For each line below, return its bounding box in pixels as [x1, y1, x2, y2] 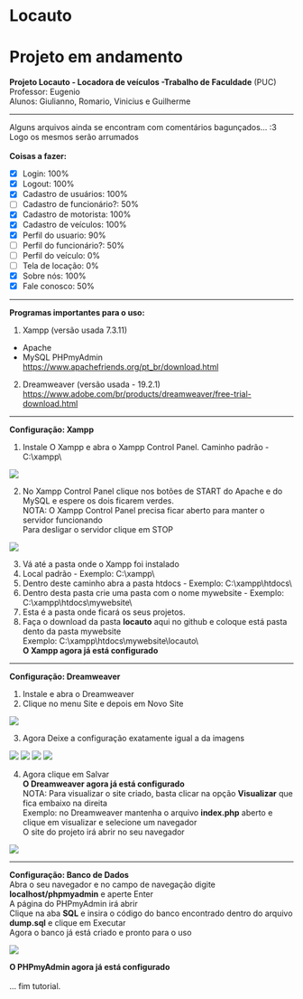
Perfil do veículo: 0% [22, 250, 101, 260]
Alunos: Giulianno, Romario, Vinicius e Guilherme [9, 96, 191, 107]
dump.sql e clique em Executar [9, 917, 126, 928]
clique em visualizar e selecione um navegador [22, 816, 197, 827]
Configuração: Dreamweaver [9, 671, 121, 682]
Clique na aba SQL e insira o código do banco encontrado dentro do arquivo [9, 908, 293, 919]
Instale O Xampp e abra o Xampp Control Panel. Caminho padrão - [22, 441, 270, 452]
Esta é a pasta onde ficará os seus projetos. [22, 607, 187, 617]
